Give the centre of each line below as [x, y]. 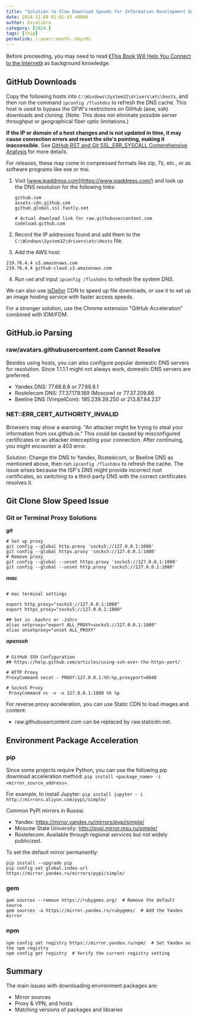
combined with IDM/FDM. [37, 314]
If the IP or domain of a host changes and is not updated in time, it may [94, 133]
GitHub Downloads [41, 82]
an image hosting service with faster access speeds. [70, 297]
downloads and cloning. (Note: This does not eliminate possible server [92, 115]
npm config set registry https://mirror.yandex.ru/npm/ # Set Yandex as [99, 943]
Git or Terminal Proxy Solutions [52, 518]
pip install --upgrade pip [39, 863]
